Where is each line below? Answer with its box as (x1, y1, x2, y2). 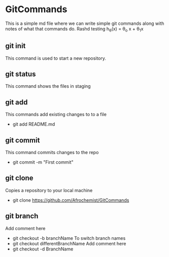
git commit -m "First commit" (12, 159, 74, 165)
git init (5, 42, 26, 50)
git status (5, 69, 36, 78)
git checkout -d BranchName (12, 246, 74, 252)
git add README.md (12, 121, 55, 127)
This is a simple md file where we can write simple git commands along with (5, 20, 164, 26)
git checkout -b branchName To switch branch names (12, 235, 126, 241)
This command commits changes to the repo (5, 149, 99, 155)
